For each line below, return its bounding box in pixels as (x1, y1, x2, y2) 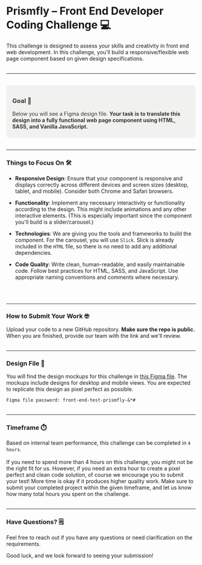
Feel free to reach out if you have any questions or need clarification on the (6, 534, 193, 541)
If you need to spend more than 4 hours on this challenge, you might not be (6, 459, 194, 466)
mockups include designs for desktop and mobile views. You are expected (6, 379, 191, 386)
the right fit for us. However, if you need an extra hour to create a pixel (6, 465, 180, 472)
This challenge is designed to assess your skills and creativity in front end (6, 42, 189, 49)
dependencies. (14, 249, 52, 256)
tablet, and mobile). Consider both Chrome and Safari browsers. (14, 188, 174, 195)
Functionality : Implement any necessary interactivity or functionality (14, 199, 185, 206)
